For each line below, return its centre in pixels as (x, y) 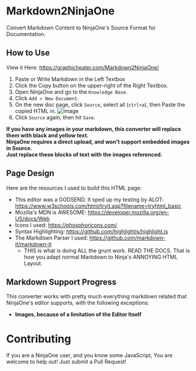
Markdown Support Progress (61, 282)
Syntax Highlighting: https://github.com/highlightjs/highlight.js (91, 231)
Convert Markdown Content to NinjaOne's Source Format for (81, 28)
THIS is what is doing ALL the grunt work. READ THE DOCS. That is (107, 250)
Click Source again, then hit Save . (55, 117)
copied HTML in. (35, 111)
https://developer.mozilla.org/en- (129, 212)
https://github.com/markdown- (127, 238)
